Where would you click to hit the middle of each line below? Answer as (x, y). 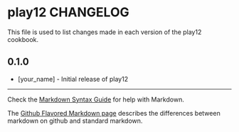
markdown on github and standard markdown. (75, 121)
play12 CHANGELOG (68, 12)
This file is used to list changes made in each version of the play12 (105, 32)
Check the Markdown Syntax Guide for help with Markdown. (96, 99)
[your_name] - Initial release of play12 (73, 79)
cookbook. (23, 39)
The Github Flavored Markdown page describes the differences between (114, 113)
